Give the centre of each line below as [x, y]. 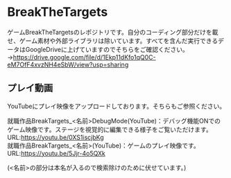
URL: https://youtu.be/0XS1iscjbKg [55, 137]
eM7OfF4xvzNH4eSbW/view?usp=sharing [68, 64]
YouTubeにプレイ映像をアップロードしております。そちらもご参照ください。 [117, 106]
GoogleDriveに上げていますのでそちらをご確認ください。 [107, 49]
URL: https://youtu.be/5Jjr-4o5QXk [56, 153]
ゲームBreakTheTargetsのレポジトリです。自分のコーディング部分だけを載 [113, 32]
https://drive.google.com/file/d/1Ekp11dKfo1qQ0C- [84, 57]
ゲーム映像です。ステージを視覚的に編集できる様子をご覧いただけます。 [110, 130]
